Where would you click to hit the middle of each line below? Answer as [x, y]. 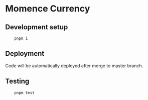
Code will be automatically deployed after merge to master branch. [74, 66]
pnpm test [25, 93]
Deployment [25, 53]
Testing [17, 81]
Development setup [37, 27]
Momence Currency [48, 9]
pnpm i [21, 38]
